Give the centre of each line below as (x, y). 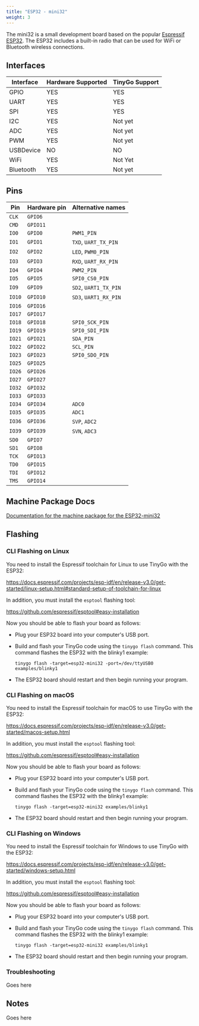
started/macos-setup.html (38, 732)
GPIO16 (36, 306)
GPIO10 (36, 297)
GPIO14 (36, 481)
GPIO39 (36, 431)
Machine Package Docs (50, 501)
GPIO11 (36, 225)
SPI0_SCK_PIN (90, 323)
